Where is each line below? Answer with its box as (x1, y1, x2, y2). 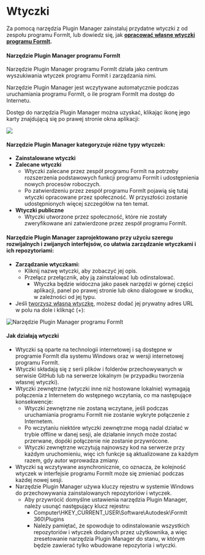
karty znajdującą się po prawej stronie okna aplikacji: (6, 115, 140, 123)
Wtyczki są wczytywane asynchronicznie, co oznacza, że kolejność (15, 463, 187, 470)
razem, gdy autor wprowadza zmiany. (24, 456, 120, 464)
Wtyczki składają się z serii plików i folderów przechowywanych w (15, 365, 183, 373)
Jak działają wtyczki (6, 332, 59, 340)
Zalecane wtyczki (15, 161, 62, 168)
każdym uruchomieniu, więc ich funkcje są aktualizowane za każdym (24, 450, 199, 457)
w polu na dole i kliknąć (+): (15, 306, 86, 314)
